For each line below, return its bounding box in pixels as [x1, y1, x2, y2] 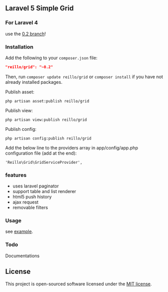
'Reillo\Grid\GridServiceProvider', [5, 160, 82, 165]
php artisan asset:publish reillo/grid [5, 99, 90, 104]
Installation [5, 43, 34, 50]
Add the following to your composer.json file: [5, 55, 98, 61]
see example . [5, 228, 33, 234]
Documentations [5, 253, 40, 259]
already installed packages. [5, 79, 63, 85]
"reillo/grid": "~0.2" [5, 64, 53, 70]
